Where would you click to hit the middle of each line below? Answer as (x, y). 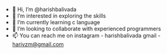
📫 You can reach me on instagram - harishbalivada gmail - (86, 35)
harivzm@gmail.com (38, 44)
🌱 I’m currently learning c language (56, 22)
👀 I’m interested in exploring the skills (59, 16)
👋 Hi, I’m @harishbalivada (44, 9)
